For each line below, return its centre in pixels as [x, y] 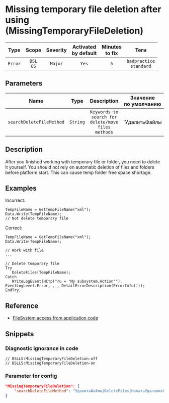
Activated [84, 47]
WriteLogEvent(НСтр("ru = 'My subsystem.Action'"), [67, 282]
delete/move [104, 122]
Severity [56, 50]
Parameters [24, 84]
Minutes [112, 47]
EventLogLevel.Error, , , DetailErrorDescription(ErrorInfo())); [75, 286]
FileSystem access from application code [55, 318]
